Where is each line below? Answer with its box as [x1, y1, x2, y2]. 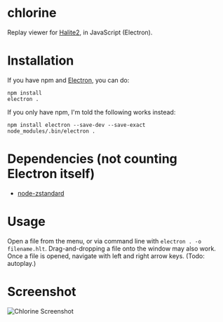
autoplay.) [7, 259, 36, 267]
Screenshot [7, 283, 76, 300]
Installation [7, 53, 74, 69]
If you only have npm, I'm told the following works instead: [7, 107, 176, 116]
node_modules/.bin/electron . [7, 128, 96, 135]
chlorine [7, 5, 57, 21]
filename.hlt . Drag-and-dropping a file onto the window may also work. [7, 244, 216, 253]
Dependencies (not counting [7, 151, 177, 167]
